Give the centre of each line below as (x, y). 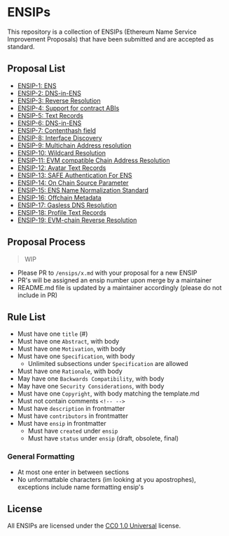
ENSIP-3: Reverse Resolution (59, 100)
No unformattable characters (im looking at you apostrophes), (106, 479)
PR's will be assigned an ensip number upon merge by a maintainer (114, 280)
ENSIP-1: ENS (37, 86)
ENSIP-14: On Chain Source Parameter (73, 183)
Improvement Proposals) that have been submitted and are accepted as (111, 39)
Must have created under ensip (73, 431)
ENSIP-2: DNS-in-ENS (49, 93)
